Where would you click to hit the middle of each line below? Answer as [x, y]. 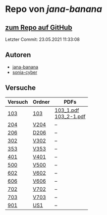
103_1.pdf [67, 110]
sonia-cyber [25, 72]
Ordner [41, 102]
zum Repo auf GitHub [39, 28]
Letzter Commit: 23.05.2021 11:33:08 [43, 39]
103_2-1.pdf [70, 116]
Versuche [21, 88]
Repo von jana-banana [54, 9]
